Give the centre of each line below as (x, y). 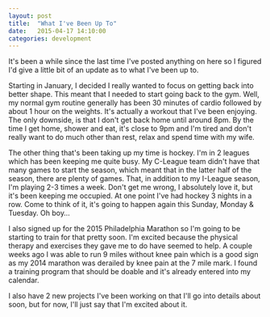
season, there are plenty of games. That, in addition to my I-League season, (134, 179)
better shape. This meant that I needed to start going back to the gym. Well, (134, 95)
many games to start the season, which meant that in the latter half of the (130, 170)
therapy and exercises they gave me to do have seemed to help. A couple (130, 246)
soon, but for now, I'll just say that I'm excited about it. (98, 305)
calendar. (24, 281)
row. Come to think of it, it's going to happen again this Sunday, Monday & (131, 205)
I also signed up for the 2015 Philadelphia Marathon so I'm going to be (125, 229)
